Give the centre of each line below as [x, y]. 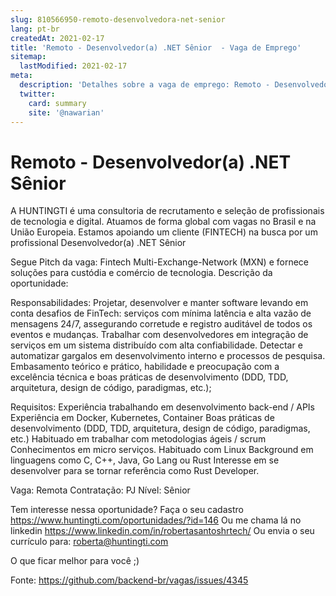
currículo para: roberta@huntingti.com [89, 542]
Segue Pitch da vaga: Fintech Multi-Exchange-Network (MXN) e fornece [160, 262]
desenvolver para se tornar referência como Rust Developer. [135, 471]
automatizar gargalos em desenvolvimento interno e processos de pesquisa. [168, 356]
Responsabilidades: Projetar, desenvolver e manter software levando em [159, 303]
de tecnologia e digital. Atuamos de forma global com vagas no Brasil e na [163, 222]
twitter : [37, 94]
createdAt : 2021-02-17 [57, 38]
